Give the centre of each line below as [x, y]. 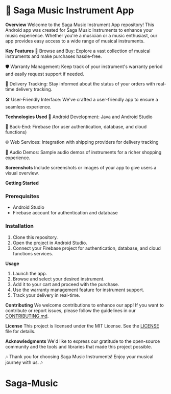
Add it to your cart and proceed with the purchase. [66, 284]
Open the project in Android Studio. [50, 243]
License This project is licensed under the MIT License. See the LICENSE [82, 326]
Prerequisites [22, 196]
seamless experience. [28, 106]
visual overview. [22, 173]
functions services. [33, 253]
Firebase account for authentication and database [65, 213]
